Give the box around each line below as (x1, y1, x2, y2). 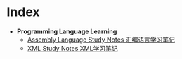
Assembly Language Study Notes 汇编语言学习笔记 (27, 35, 175, 44)
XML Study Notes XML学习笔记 (27, 44, 118, 52)
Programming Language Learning (16, 27, 117, 35)
